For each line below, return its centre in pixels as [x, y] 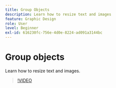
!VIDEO [24, 80]
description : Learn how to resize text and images [58, 14]
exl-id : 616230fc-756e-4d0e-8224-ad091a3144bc [54, 33]
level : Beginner [22, 28]
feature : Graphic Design [31, 19]
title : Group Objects [27, 10]
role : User [16, 23]
